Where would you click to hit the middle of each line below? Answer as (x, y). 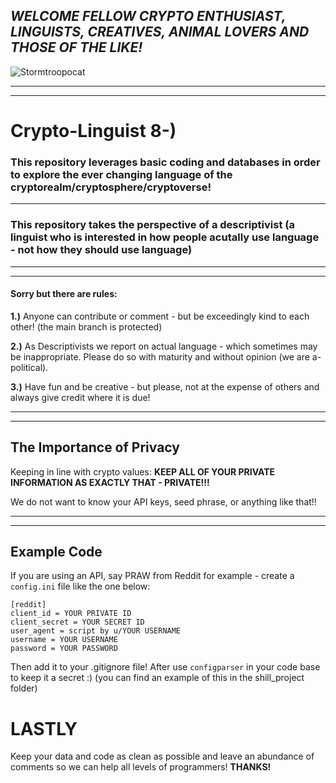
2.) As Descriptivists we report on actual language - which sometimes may (164, 346)
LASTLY (44, 728)
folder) (24, 688)
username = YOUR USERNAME (64, 640)
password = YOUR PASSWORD (64, 649)
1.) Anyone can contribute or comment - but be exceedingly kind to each (160, 316)
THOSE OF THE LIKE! (76, 47)
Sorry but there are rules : (64, 294)
